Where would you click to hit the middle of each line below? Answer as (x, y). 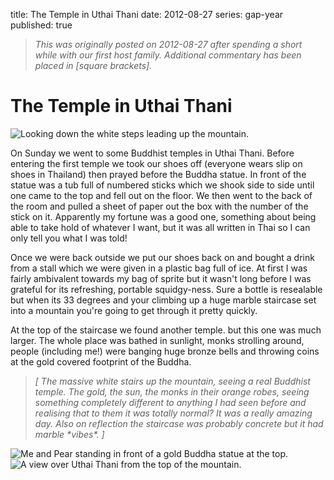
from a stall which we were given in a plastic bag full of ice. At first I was (159, 268)
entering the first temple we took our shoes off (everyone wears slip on (156, 163)
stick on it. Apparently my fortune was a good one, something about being (163, 216)
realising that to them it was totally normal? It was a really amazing (173, 413)
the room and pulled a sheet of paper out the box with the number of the (159, 206)
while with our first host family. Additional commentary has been (168, 55)
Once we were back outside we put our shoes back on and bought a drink (162, 257)
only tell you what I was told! (69, 238)
